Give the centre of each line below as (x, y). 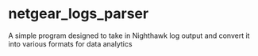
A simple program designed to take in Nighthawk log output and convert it (129, 35)
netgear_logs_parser (79, 14)
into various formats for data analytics (70, 43)
